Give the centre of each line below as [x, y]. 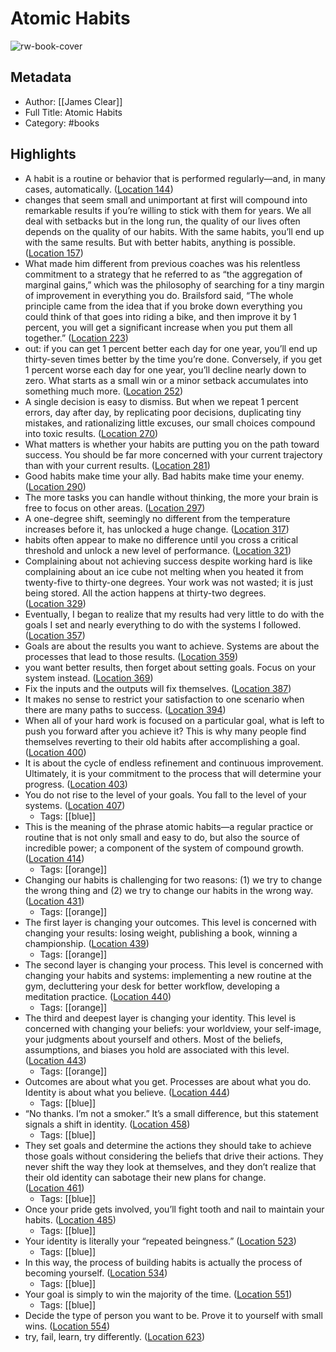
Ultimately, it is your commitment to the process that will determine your [173, 773]
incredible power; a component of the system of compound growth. [164, 848]
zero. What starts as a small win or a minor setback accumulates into [166, 380]
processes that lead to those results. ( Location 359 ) [131, 656]
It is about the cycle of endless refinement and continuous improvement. [174, 763]
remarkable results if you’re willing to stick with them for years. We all [168, 210]
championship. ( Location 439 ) [87, 943]
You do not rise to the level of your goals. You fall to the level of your [165, 794]
